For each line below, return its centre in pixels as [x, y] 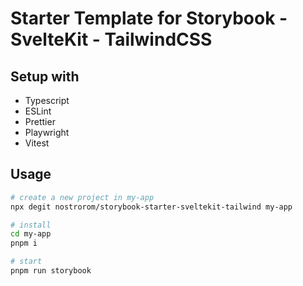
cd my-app [31, 234]
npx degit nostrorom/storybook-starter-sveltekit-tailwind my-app [151, 207]
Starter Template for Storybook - [149, 18]
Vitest [37, 143]
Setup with [45, 76]
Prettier [40, 121]
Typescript [47, 100]
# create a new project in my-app [82, 197]
